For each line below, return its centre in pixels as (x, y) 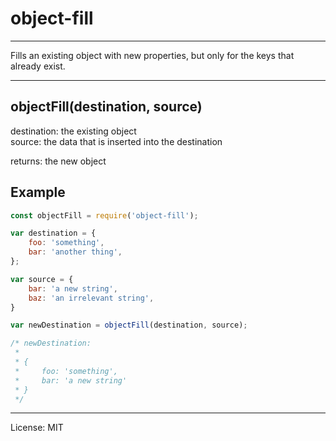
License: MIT (37, 428)
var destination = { (53, 233)
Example (38, 192)
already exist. (38, 66)
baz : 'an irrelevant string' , (91, 298)
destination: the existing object (73, 131)
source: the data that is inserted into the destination (116, 141)
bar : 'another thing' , (75, 252)
